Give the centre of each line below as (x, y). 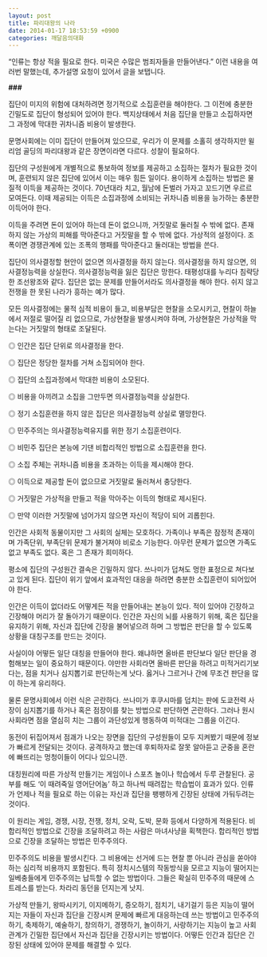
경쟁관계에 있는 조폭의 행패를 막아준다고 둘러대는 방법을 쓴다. (124, 245)
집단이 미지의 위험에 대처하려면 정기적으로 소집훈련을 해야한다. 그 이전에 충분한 (131, 104)
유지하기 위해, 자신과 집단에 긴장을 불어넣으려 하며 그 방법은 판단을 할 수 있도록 (130, 626)
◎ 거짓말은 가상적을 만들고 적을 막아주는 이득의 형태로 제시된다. (108, 498)
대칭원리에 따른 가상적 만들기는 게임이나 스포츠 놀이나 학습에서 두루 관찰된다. (128, 774)
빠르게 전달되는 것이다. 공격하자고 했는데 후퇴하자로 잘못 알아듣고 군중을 (128, 747)
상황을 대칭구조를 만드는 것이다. (57, 637)
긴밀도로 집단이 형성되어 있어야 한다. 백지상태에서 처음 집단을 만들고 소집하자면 (131, 114)
